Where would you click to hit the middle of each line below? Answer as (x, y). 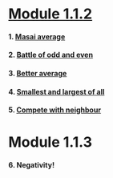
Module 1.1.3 (50, 142)
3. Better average (38, 73)
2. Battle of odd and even (51, 55)
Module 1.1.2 (50, 14)
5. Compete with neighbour (55, 110)
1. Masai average (37, 36)
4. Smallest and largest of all (56, 91)
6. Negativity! (31, 164)
